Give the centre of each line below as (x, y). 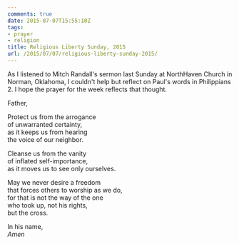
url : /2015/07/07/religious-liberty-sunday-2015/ (83, 54)
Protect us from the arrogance (52, 117)
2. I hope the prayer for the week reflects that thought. (87, 89)
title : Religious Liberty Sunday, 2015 (67, 47)
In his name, (25, 226)
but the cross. (28, 213)
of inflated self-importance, (47, 161)
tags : (15, 27)
